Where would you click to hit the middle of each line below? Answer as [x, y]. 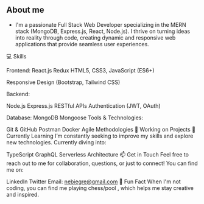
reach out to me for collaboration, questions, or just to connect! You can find [102, 163]
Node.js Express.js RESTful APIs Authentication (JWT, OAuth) [83, 105]
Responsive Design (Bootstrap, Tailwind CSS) [63, 82]
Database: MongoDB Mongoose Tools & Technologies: [75, 118]
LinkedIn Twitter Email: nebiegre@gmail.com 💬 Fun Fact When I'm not [93, 181]
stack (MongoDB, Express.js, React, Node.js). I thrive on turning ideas [103, 31]
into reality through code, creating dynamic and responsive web [95, 37]
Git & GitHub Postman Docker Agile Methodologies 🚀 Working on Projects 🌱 [101, 129]
